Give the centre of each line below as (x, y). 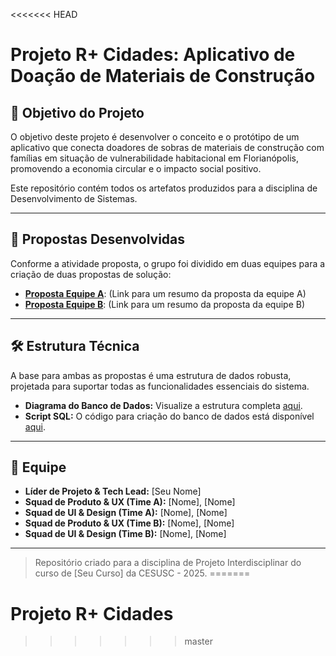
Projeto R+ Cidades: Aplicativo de (153, 55)
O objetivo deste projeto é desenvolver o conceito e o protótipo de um (155, 137)
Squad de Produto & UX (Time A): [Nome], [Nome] (130, 502)
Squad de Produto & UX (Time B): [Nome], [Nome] (129, 523)
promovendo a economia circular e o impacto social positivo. (136, 168)
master (198, 641)
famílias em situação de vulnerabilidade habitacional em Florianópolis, (155, 158)
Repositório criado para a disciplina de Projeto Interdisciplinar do (168, 563)
